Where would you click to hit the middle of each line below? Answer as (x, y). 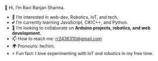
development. (26, 33)
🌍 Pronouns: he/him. (33, 46)
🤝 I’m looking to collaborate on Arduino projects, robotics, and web (81, 28)
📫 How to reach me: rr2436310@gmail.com (57, 39)
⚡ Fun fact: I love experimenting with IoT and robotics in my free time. (83, 53)
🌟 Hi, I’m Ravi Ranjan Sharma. (35, 8)
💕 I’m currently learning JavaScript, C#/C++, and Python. (70, 22)
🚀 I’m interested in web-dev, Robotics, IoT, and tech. (65, 17)
